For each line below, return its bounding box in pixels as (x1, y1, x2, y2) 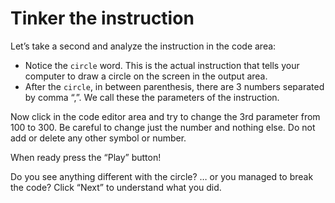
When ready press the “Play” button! (10, 151, 162, 163)
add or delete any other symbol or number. (10, 132, 187, 144)
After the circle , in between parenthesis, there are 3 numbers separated (24, 80, 325, 92)
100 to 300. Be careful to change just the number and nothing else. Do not (10, 121, 316, 133)
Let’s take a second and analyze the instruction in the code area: (10, 40, 277, 52)
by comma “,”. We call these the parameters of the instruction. (24, 91, 280, 103)
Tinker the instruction (10, 7, 195, 30)
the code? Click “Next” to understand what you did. (10, 181, 222, 193)
